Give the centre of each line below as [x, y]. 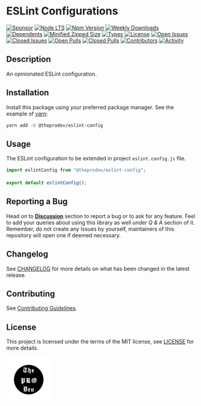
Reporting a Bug [37, 201]
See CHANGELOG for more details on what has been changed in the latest [98, 268]
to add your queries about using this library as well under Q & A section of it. [100, 222]
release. [16, 275]
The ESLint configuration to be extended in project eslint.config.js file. [96, 159]
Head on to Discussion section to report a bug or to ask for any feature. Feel [101, 216]
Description [28, 59]
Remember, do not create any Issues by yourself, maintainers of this [90, 229]
